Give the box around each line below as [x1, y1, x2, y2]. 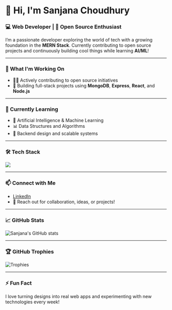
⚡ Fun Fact [5, 280, 32, 287]
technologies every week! [5, 299, 60, 305]
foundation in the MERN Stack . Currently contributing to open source [5, 42, 152, 48]
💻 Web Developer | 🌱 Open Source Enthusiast [5, 23, 122, 30]
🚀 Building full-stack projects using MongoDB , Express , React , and [12, 82, 155, 89]
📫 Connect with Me [5, 180, 56, 187]
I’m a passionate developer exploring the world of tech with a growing [5, 37, 153, 43]
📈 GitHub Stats [5, 217, 45, 224]
